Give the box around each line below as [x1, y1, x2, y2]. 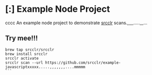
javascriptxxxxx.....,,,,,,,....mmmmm [5, 64, 85, 70]
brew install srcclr [5, 51, 48, 56]
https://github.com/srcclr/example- [45, 60, 121, 65]
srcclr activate [5, 56, 39, 61]
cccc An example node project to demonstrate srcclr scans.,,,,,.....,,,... [5, 20, 148, 26]
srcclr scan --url [5, 60, 43, 65]
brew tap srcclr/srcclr [5, 47, 55, 52]
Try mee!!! [5, 34, 38, 42]
